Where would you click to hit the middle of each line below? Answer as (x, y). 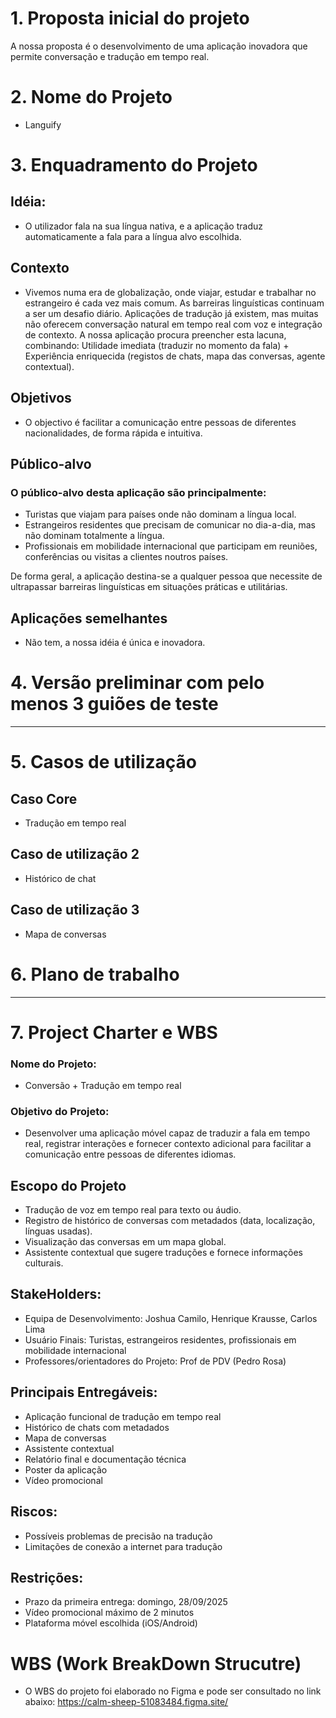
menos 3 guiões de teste (114, 704)
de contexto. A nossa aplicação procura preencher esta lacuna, (155, 334)
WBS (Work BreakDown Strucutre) (156, 1663)
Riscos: (34, 1512)
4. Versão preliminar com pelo (137, 683)
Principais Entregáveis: (84, 1392)
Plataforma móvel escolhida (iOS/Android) (111, 1623)
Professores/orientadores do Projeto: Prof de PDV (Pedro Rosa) (155, 1361)
